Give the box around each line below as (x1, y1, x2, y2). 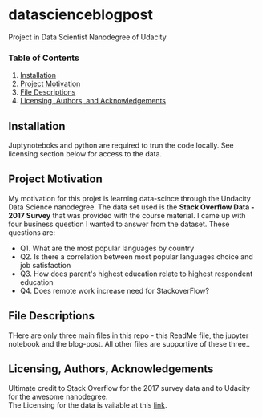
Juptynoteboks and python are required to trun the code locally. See (8, 140, 234, 150)
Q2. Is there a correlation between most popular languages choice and (19, 251, 254, 262)
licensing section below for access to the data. (8, 149, 163, 159)
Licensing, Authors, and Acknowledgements (19, 96, 167, 106)
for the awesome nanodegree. (8, 392, 108, 402)
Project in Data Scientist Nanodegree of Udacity (8, 32, 167, 42)
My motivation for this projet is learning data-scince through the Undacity (8, 193, 251, 203)
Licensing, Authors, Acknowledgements (8, 363, 214, 376)
